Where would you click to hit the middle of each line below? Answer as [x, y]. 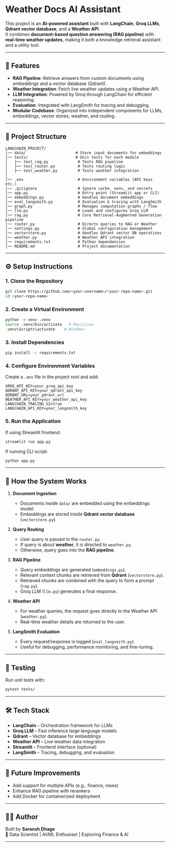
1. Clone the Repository [34, 281]
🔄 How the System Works [46, 481]
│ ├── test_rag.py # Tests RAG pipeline [64, 162]
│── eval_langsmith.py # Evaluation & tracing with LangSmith [83, 202]
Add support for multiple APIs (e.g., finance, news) [65, 785]
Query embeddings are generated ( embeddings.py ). [73, 570]
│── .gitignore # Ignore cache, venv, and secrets [79, 188]
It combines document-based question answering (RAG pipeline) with [80, 34]
